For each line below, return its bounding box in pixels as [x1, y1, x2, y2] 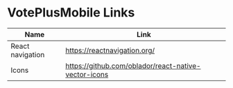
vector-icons [65, 69, 109, 79]
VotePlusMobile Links [7, 5, 135, 21]
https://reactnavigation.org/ [65, 45, 155, 55]
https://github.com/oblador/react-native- [65, 60, 201, 70]
